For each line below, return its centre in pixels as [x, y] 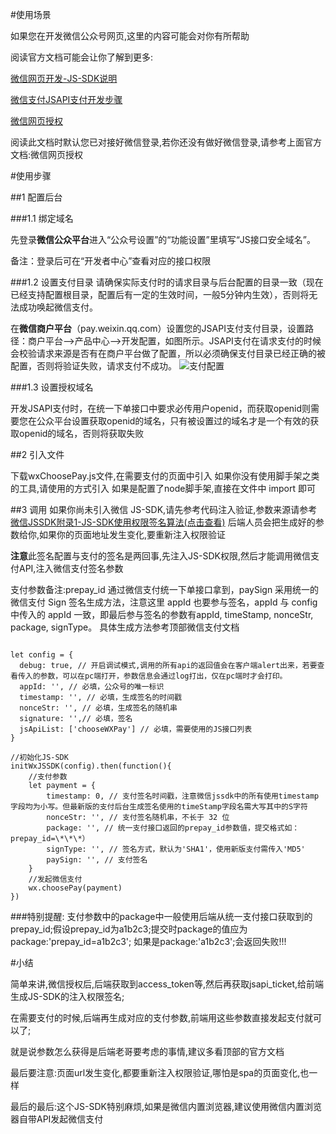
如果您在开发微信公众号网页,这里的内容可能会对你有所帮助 [130, 36]
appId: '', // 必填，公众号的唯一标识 [92, 687]
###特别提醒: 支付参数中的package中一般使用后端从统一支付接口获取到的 [161, 916]
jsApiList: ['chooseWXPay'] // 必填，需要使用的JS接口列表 [136, 729]
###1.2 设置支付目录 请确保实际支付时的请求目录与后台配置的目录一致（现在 [167, 282]
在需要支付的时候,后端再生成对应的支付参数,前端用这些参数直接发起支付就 [162, 1017]
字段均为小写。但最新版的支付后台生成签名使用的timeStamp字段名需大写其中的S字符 [159, 807]
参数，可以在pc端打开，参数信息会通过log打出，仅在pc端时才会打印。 [163, 676]
